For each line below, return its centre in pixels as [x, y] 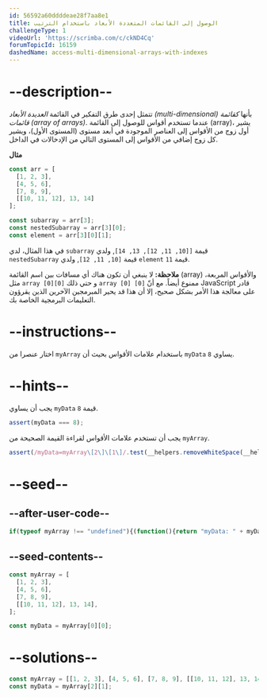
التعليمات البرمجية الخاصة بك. [52, 300]
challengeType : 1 [38, 30]
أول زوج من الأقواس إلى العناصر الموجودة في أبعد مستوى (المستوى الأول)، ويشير [129, 130]
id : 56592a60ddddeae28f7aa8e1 [59, 16]
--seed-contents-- [56, 556]
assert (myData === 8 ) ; [46, 422]
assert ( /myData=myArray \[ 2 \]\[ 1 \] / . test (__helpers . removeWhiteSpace [124, 452]
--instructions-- [63, 332]
